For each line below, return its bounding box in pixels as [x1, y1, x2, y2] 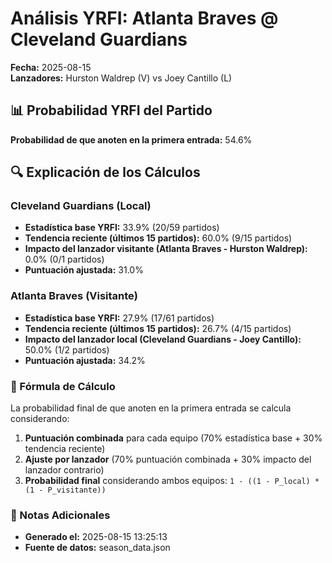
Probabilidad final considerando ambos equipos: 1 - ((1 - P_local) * [24, 475, 320, 487]
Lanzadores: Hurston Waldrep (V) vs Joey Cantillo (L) [10, 72, 233, 84]
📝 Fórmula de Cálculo [10, 379, 116, 393]
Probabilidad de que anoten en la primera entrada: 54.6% [10, 133, 253, 146]
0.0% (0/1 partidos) [24, 253, 105, 266]
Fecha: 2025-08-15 [10, 61, 92, 73]
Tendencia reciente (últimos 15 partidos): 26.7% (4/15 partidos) [24, 322, 292, 334]
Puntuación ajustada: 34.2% [24, 354, 146, 366]
